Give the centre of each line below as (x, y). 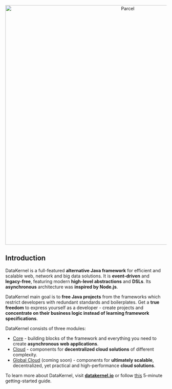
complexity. (25, 354)
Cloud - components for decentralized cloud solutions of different (83, 349)
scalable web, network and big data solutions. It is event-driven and (78, 276)
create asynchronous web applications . (56, 343)
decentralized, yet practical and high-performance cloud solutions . (84, 365)
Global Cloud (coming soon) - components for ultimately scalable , (83, 360)
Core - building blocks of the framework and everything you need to (85, 338)
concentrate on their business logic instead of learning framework (77, 313)
